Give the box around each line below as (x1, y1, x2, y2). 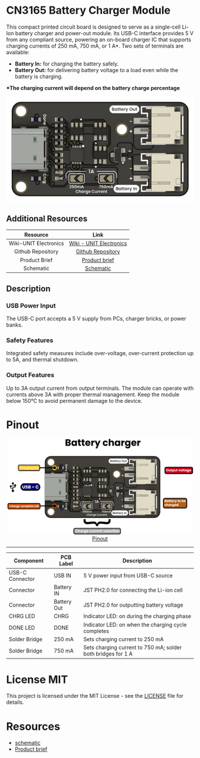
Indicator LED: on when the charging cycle (83, 621, 187, 628)
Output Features (6, 371, 55, 379)
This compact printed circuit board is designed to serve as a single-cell (6, 23, 181, 30)
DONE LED (8, 624, 35, 632)
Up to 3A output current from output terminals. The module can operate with (6, 384, 194, 392)
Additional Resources (6, 213, 87, 223)
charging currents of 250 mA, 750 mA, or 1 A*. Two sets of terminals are (6, 42, 184, 49)
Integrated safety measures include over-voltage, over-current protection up (6, 350, 194, 357)
